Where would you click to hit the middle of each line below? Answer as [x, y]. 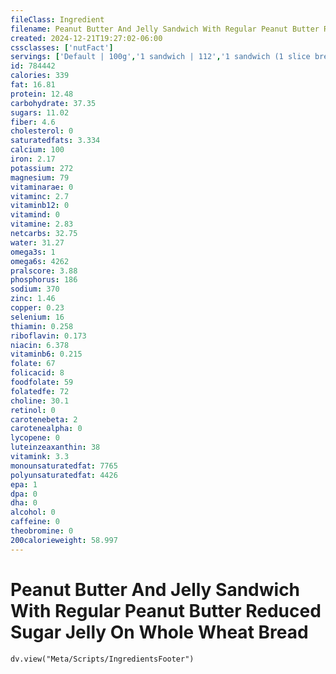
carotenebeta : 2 [44, 419]
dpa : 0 [24, 494]
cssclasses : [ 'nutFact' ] [62, 47]
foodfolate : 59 [42, 382]
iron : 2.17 [33, 159]
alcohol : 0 [33, 512]
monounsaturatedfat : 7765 [64, 466]
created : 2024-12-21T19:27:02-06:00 [86, 38]
